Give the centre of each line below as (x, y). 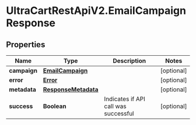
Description (129, 61)
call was (115, 106)
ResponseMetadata (71, 90)
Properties (26, 44)
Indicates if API (125, 99)
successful (119, 113)
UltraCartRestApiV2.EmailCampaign (96, 11)
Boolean (55, 106)
